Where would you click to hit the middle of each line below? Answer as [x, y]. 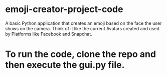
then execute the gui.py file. [65, 65]
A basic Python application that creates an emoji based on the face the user [83, 23]
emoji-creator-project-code [64, 9]
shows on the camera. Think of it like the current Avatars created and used [82, 28]
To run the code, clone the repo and [81, 54]
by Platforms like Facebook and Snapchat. [49, 34]
